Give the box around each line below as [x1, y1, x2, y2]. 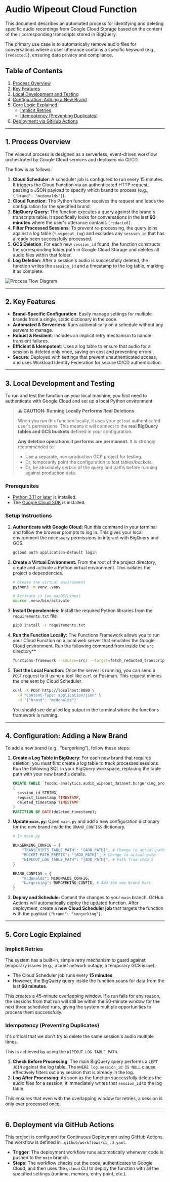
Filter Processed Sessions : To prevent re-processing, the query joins [12, 225, 158, 231]
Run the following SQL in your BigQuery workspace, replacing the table [12, 766, 161, 772]
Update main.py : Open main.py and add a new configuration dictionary [12, 818, 160, 825]
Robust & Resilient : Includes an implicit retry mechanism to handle [12, 332, 152, 339]
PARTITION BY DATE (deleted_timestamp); [12, 809, 97, 815]
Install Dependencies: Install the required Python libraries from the [12, 608, 153, 614]
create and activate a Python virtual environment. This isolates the [12, 564, 151, 570]
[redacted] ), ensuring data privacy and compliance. [5, 52, 113, 58]
